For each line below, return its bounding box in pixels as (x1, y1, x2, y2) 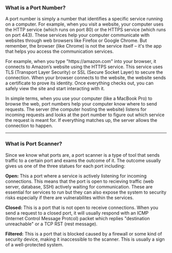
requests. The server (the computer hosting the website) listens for (5, 107, 147, 113)
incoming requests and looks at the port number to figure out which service (5, 112, 165, 118)
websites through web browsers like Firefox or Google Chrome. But (5, 37, 147, 44)
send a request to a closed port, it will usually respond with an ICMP (5, 209, 149, 216)
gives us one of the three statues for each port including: (5, 163, 125, 169)
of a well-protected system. (5, 241, 64, 247)
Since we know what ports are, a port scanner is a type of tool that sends (5, 152, 160, 158)
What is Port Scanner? (5, 140, 62, 147)
